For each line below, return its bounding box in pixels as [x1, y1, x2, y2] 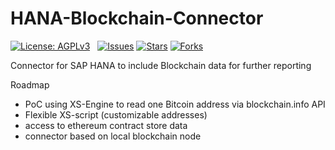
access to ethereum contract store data [24, 119, 188, 131]
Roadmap [10, 78, 50, 91]
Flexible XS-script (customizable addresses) [24, 108, 208, 121]
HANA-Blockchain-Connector [10, 7, 264, 30]
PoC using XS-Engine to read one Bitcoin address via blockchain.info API [24, 98, 326, 110]
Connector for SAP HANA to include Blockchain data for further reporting [10, 59, 312, 71]
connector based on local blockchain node [24, 130, 202, 142]
